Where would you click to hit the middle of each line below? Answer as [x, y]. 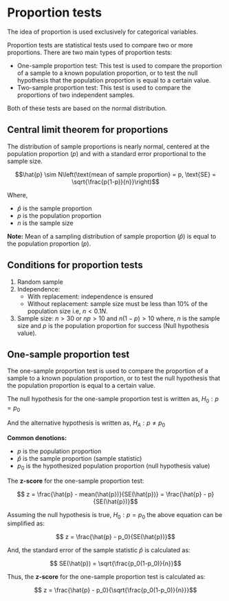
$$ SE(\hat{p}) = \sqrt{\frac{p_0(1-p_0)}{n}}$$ [116, 564]
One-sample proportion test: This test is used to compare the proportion [119, 65]
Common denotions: [37, 437]
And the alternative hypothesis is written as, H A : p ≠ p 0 [86, 423]
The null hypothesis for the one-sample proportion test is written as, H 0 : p [113, 400]
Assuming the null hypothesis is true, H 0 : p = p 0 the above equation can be [115, 515]
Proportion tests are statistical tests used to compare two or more [100, 45]
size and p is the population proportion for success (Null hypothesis [113, 325]
